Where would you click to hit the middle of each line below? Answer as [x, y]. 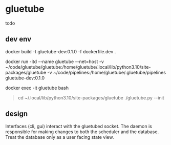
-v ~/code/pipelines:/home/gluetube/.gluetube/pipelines [107, 72]
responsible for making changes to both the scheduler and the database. [82, 132]
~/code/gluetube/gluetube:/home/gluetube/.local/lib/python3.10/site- [78, 67]
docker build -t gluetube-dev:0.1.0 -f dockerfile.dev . [61, 51]
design [17, 114]
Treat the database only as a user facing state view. [60, 137]
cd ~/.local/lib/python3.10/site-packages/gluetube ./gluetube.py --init [91, 97]
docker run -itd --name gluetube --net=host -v [55, 61]
